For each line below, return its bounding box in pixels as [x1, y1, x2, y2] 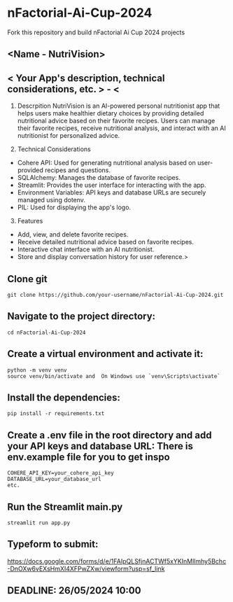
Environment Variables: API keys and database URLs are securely [17, 188, 206, 197]
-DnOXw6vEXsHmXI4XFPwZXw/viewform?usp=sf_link [7, 564, 165, 573]
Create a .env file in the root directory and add [7, 429, 212, 441]
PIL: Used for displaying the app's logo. [17, 203, 132, 211]
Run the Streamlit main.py [7, 500, 123, 512]
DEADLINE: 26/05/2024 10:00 [7, 584, 141, 596]
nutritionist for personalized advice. [17, 132, 120, 140]
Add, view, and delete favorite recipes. [17, 230, 129, 239]
